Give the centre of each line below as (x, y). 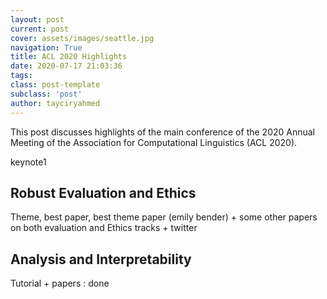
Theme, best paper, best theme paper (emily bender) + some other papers (164, 217)
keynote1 (28, 162)
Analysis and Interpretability (101, 259)
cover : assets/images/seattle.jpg (82, 38)
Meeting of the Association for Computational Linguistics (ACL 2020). (154, 142)
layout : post (37, 19)
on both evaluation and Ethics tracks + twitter (104, 228)
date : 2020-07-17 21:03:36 (66, 66)
